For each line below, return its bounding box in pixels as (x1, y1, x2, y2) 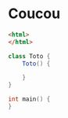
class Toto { (8, 52, 51, 60)
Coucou (8, 5, 61, 23)
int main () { (8, 95, 51, 103)
